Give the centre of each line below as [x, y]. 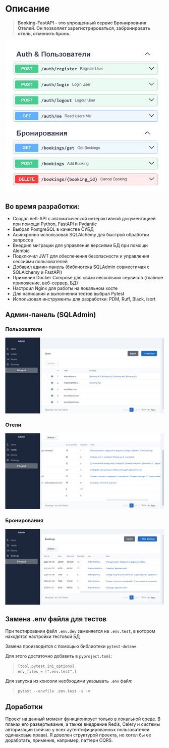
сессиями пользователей [40, 262]
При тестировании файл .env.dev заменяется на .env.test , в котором [80, 631]
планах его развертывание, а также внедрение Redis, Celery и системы [83, 724]
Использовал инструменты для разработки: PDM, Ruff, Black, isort [84, 299]
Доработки [24, 707]
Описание [27, 9]
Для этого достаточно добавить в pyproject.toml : [59, 656]
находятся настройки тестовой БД [43, 636]
